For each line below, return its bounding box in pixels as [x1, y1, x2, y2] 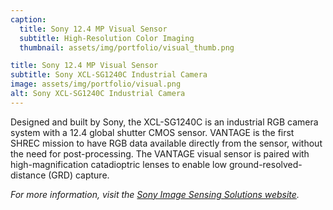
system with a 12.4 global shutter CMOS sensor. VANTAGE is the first [10, 126, 295, 138]
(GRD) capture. [48, 169, 110, 181]
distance [10, 169, 47, 181]
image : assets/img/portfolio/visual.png [10, 79, 182, 90]
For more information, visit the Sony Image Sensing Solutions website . [10, 188, 300, 200]
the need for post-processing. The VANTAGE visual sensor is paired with [10, 147, 310, 160]
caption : [10, 14, 47, 25]
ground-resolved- [229, 158, 303, 170]
